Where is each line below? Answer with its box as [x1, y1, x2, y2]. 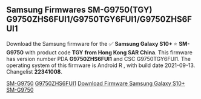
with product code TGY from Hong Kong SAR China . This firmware [25, 48, 193, 56]
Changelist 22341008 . [6, 68, 62, 75]
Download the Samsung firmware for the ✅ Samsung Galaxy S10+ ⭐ [6, 40, 177, 47]
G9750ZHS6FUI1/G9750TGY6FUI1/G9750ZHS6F [6, 14, 193, 25]
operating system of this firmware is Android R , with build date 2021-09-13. [6, 62, 196, 69]
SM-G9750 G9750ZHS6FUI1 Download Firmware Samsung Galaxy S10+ [6, 80, 186, 87]
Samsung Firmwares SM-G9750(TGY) [6, 5, 153, 15]
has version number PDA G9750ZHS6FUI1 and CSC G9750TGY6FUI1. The [6, 55, 191, 62]
